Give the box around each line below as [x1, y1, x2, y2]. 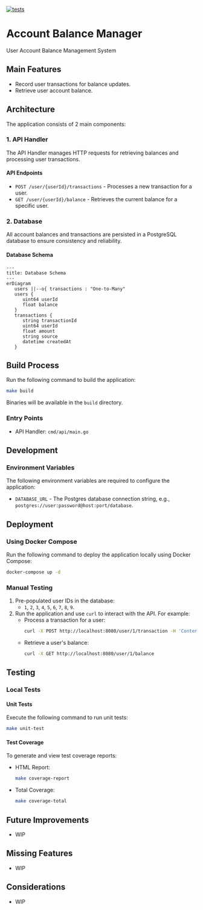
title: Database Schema [6, 269, 66, 276]
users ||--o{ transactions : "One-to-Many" [14, 286, 126, 292]
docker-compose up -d [6, 569, 61, 575]
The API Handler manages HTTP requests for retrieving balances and [6, 149, 179, 157]
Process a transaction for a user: [24, 616, 106, 624]
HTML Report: [14, 764, 50, 771]
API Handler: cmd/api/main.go [14, 428, 89, 435]
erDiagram [6, 280, 31, 286]
